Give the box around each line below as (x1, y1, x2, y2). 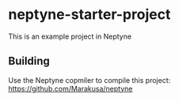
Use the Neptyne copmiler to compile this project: (8, 75, 171, 84)
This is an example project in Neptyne (8, 32, 132, 41)
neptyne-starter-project (8, 6, 171, 24)
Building (8, 54, 50, 68)
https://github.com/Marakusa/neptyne (8, 84, 133, 93)
